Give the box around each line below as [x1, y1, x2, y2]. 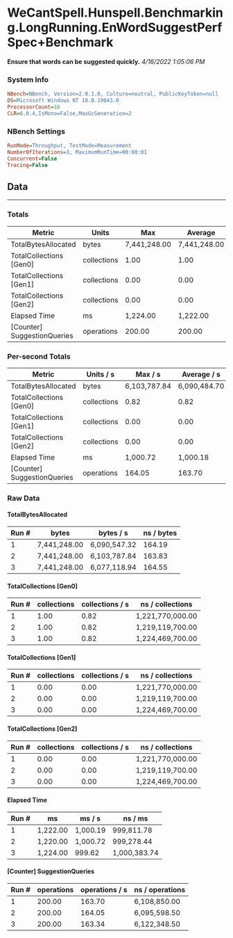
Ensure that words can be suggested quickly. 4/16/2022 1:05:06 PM [7, 57, 205, 65]
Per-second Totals [7, 351, 71, 361]
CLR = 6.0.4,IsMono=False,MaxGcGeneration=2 [7, 110, 132, 117]
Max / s [135, 369, 161, 379]
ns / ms [123, 814, 148, 823]
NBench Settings [7, 127, 66, 136]
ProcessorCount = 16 [7, 103, 60, 111]
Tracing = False [7, 161, 49, 168]
